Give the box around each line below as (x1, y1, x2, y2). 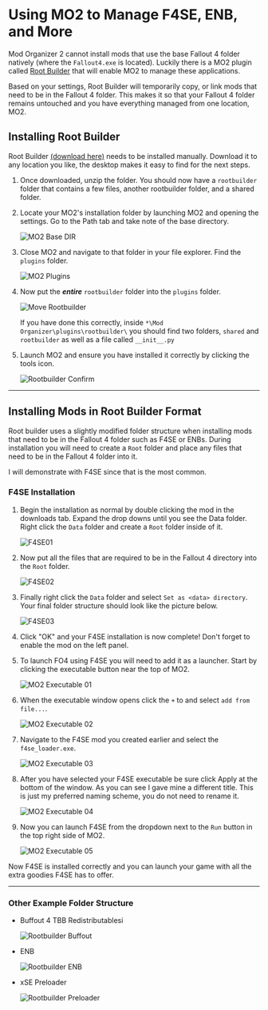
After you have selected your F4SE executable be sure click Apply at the (19, 773, 258, 784)
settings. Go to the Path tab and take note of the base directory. (19, 216, 230, 225)
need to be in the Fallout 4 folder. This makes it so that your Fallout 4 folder (8, 89, 255, 99)
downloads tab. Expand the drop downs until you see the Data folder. (19, 513, 247, 523)
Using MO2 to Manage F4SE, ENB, (8, 6, 238, 24)
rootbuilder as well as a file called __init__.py (19, 334, 175, 344)
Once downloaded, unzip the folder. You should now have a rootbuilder (19, 175, 258, 185)
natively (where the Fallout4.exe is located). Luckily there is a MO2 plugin (8, 58, 253, 67)
